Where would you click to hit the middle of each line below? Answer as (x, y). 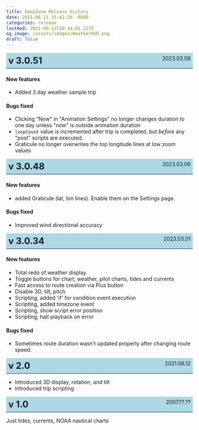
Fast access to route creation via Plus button (69, 285)
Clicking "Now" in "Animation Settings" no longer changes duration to (99, 119)
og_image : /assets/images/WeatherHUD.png (58, 34)
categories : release (32, 23)
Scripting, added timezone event (54, 304)
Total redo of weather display (51, 273)
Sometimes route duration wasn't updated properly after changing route (102, 344)
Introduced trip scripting (44, 388)
